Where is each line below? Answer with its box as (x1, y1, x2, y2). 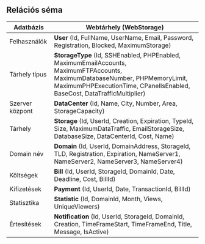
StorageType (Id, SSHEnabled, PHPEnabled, (54, 51, 181, 59)
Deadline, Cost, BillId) (54, 174, 116, 183)
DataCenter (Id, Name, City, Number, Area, (54, 99, 178, 108)
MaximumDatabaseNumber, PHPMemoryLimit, (54, 73, 188, 82)
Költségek (9, 171, 38, 179)
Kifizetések (9, 185, 41, 193)
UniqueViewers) (54, 202, 100, 210)
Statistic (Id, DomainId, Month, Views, (54, 194, 163, 203)
